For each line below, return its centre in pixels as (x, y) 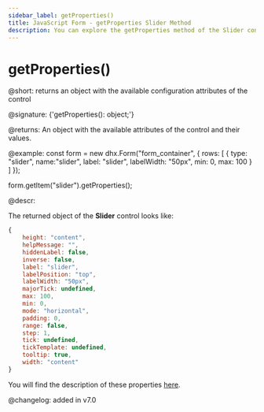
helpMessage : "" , (51, 245)
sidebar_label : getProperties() (61, 15)
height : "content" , (54, 238)
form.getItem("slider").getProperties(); (70, 185)
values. (20, 138)
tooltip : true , (47, 355)
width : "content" (51, 362)
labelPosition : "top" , (59, 274)
